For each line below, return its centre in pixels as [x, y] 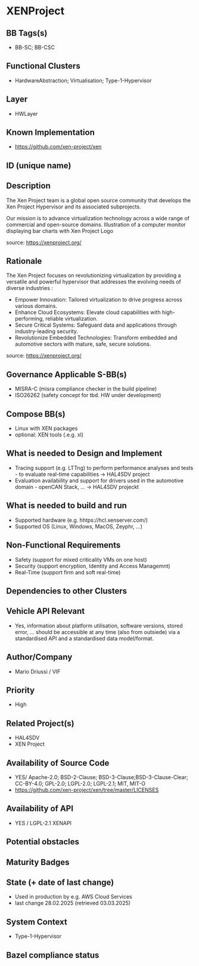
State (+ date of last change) [60, 882]
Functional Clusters [43, 66]
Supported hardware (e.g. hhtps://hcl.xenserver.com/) [81, 520]
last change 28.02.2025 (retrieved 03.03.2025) [73, 903]
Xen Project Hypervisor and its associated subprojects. [74, 207]
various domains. [36, 306]
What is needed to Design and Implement [84, 453]
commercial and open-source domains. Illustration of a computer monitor [96, 224]
